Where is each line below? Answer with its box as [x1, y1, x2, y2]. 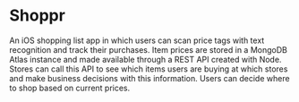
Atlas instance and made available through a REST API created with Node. [9, 54, 282, 64]
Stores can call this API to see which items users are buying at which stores [9, 64, 288, 74]
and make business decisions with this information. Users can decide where [9, 72, 290, 83]
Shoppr [9, 5, 65, 26]
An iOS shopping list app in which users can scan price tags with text [9, 35, 265, 46]
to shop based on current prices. [9, 82, 131, 93]
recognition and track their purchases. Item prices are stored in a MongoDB [9, 44, 288, 55]
